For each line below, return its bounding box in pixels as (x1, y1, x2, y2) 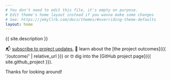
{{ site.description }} (5, 36, 48, 42)
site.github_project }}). (5, 59, 53, 65)
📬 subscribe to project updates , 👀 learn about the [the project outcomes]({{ (5, 46, 166, 52)
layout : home (5, 21, 33, 27)
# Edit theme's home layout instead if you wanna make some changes (5, 12, 154, 17)
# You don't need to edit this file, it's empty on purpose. (5, 7, 138, 13)
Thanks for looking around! (5, 69, 62, 75)
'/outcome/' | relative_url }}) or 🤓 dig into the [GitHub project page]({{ (5, 53, 152, 59)
